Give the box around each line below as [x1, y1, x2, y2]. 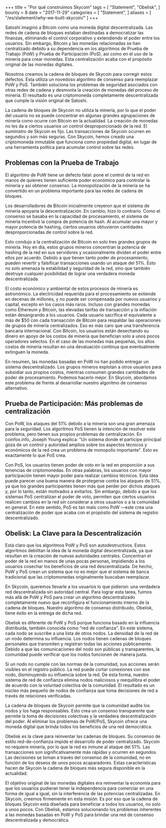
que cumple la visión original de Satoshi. [5, 98, 88, 104]
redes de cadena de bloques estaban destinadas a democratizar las [5, 30, 144, 35]
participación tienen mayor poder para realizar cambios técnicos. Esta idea [5, 473, 159, 478]
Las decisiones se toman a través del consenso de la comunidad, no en [5, 754, 151, 761]
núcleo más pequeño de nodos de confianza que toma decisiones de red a [5, 688, 158, 694]
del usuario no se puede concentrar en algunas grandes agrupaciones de [5, 113, 155, 118]
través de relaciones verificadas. [5, 693, 72, 699]
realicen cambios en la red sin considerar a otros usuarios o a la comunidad [5, 499, 160, 505]
